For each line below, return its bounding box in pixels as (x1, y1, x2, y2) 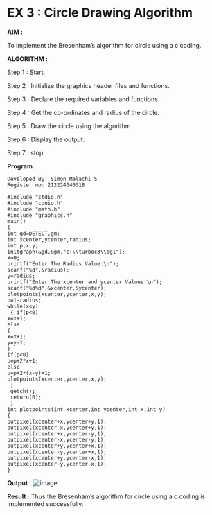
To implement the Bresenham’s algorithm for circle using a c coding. (7, 41, 202, 49)
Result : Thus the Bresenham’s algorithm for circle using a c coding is (7, 492, 206, 500)
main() (7, 218, 26, 225)
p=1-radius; (7, 297, 42, 304)
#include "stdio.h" (7, 193, 64, 200)
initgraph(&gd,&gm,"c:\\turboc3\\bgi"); (7, 248, 126, 255)
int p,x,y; (7, 242, 39, 249)
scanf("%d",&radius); (7, 266, 70, 273)
